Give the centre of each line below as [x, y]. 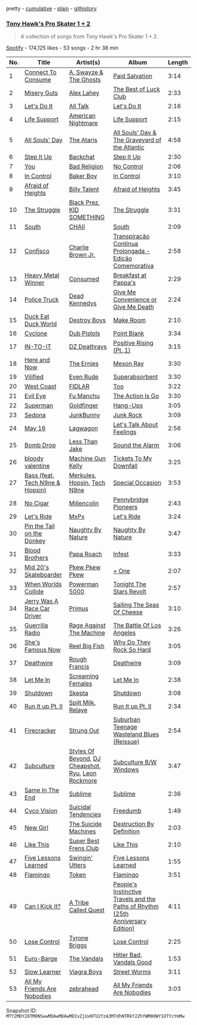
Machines [82, 831]
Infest [121, 554]
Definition [127, 831]
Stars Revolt [130, 592]
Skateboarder [43, 575]
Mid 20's [37, 567]
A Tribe [79, 903]
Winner [35, 283]
